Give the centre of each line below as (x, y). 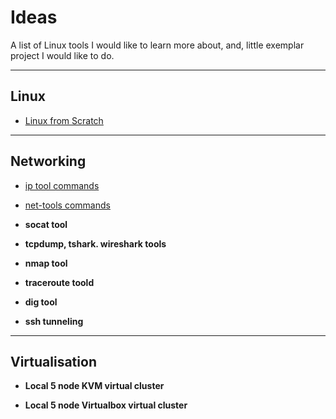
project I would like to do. (62, 55)
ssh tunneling (54, 321)
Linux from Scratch (64, 120)
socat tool (46, 224)
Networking (48, 161)
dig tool (41, 302)
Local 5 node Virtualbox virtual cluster (106, 405)
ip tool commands (62, 185)
